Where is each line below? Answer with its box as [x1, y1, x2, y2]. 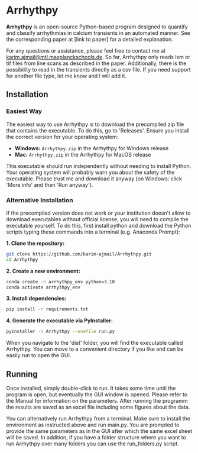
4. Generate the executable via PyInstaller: [6, 317, 113, 324]
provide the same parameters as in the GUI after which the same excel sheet [6, 427, 193, 435]
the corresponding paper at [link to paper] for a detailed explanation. [6, 35, 173, 43]
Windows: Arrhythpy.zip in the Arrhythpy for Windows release [14, 144, 169, 151]
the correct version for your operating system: [6, 133, 119, 140]
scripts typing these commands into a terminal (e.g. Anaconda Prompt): [6, 228, 180, 235]
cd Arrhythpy [6, 257, 38, 263]
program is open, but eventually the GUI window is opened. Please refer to [6, 391, 188, 398]
